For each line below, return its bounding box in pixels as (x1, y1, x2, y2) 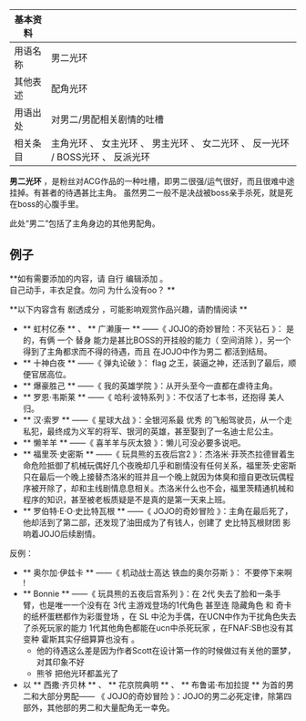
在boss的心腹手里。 (9, 199, 84, 209)
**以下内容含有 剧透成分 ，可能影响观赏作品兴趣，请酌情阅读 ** (9, 304, 248, 314)
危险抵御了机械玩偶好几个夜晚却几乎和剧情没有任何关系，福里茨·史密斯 (30, 459, 297, 470)
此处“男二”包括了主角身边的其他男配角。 (9, 218, 161, 229)
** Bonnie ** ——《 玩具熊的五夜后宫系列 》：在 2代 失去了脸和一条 (22, 588, 273, 599)
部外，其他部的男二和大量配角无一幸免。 (22, 702, 175, 713)
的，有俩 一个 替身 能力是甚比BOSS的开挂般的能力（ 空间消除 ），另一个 (22, 335, 291, 345)
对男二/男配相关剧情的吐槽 (50, 113, 164, 126)
